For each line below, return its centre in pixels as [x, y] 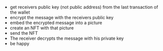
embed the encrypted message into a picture [56, 23]
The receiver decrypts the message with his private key [67, 38]
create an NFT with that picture [42, 28]
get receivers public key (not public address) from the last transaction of [84, 7]
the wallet [20, 12]
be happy [20, 43]
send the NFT [24, 33]
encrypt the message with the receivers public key [62, 17]
